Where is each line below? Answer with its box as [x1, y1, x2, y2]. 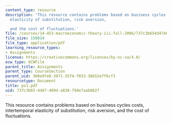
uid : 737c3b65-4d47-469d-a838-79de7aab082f [5, 88, 100, 93]
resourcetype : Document [5, 79, 56, 84]
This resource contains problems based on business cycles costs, [5, 102, 145, 108]
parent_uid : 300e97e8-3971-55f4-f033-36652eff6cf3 [5, 73, 116, 79]
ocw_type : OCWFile [5, 59, 45, 64]
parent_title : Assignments [5, 64, 63, 69]
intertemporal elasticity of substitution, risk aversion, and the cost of [5, 107, 149, 113]
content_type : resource [5, 7, 56, 13]
